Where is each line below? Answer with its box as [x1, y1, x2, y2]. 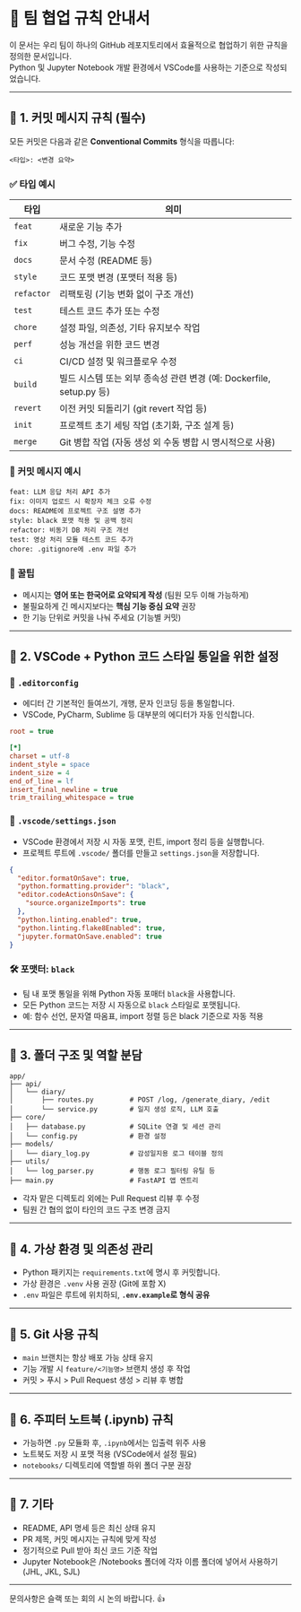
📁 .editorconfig [9, 676, 79, 689]
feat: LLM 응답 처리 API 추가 [9, 488, 111, 497]
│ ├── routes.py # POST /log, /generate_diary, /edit [9, 1095, 271, 1104]
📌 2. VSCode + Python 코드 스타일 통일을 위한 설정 [9, 649, 279, 665]
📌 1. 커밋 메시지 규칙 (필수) [9, 110, 146, 126]
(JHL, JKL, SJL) [21, 1566, 81, 1577]
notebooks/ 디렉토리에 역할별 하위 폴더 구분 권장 [21, 1460, 193, 1470]
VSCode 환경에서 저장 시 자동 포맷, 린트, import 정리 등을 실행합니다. [21, 836, 265, 847]
